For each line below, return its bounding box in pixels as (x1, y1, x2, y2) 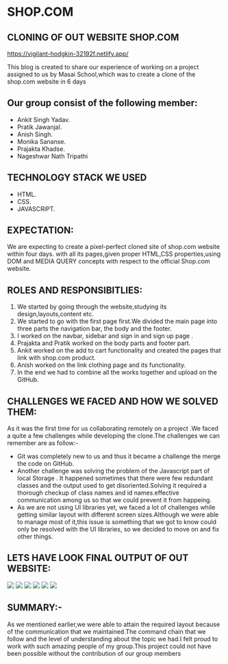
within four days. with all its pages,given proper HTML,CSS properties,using (7, 250, 221, 258)
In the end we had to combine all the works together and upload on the (16, 368, 218, 377)
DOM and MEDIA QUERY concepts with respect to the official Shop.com (7, 257, 210, 265)
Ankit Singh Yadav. (16, 115, 71, 123)
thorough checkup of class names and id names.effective (16, 488, 179, 497)
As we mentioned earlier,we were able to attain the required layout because (7, 620, 220, 628)
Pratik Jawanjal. (16, 123, 62, 131)
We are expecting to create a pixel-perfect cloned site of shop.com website (7, 243, 220, 251)
